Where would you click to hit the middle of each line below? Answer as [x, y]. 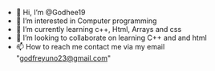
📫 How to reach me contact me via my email [90, 47]
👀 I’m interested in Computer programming [86, 21]
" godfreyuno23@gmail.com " [63, 58]
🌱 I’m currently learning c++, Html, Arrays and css [99, 29]
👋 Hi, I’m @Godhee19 [51, 12]
